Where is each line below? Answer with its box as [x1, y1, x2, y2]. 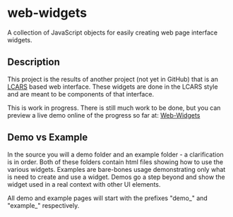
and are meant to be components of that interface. [7, 89, 154, 98]
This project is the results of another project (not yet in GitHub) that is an [7, 75, 219, 83]
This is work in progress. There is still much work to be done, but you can [7, 104, 221, 112]
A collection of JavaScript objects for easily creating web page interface [7, 28, 217, 37]
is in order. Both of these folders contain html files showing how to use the [7, 157, 224, 166]
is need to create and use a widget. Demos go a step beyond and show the [7, 173, 225, 181]
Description [7, 56, 60, 68]
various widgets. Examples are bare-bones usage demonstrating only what [7, 165, 226, 173]
